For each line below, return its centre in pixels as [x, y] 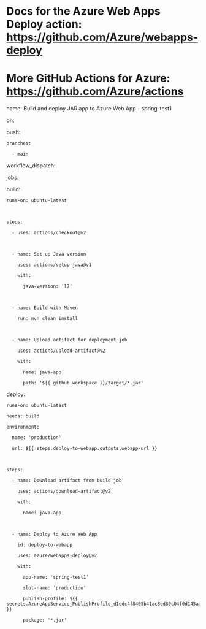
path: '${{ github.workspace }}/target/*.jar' [83, 383]
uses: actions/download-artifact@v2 [64, 492]
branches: [19, 143]
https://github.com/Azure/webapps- [102, 37]
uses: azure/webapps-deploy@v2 [57, 556]
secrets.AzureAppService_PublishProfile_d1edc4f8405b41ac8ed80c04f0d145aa [104, 604]
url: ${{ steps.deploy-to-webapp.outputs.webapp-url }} [85, 449]
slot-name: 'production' [54, 588]
